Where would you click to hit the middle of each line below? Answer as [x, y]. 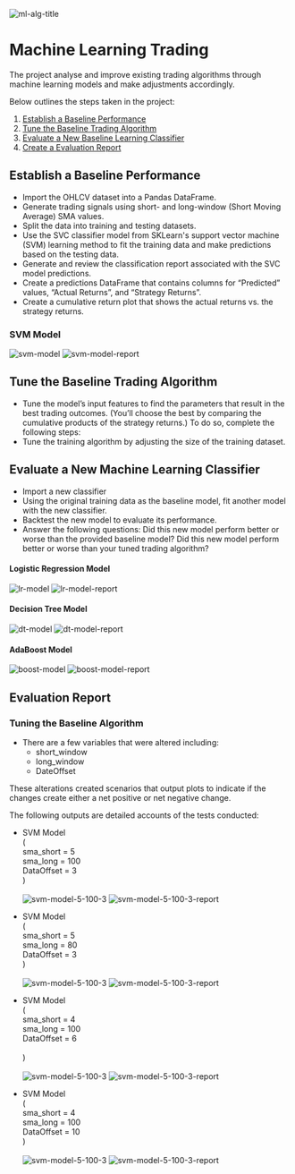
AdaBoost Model [41, 650]
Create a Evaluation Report [72, 147]
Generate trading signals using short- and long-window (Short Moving [152, 207]
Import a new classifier [64, 491]
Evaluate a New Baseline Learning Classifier [103, 138]
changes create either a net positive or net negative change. [120, 797]
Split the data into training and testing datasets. [109, 225]
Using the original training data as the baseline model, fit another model [154, 500]
